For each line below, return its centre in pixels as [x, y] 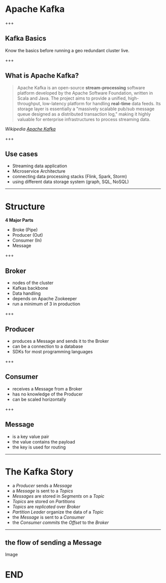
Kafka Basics [26, 38]
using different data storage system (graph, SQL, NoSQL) [71, 182]
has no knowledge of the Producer [47, 394]
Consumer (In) [27, 240]
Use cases [21, 154]
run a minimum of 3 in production [46, 304]
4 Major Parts [19, 220]
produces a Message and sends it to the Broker [61, 341]
